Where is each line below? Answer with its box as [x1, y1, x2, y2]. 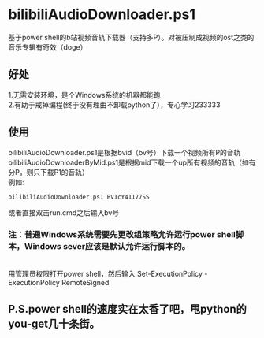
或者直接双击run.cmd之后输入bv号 [8, 207, 120, 217]
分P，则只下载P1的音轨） [8, 167, 89, 176]
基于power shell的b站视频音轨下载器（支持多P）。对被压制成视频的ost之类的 [8, 32, 255, 42]
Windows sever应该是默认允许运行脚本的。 [24, 241, 191, 252]
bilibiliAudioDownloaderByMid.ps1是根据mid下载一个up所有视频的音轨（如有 [8, 158, 256, 167]
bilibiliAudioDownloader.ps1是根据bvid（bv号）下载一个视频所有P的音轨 [8, 147, 241, 157]
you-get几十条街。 [8, 318, 100, 331]
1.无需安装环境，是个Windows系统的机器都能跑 [8, 90, 161, 99]
